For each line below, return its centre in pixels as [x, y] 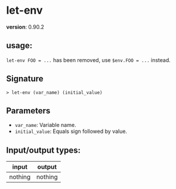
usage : [19, 46]
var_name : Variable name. [45, 125]
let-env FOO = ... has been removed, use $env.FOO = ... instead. [89, 60]
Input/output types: [44, 150]
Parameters [28, 111]
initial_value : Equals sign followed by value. [71, 131]
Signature [25, 79]
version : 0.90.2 [25, 27]
